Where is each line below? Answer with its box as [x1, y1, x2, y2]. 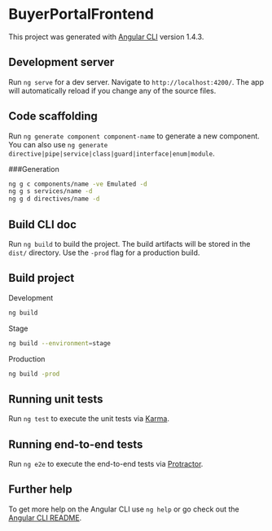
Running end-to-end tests [8, 437, 143, 451]
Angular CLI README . [8, 512, 82, 522]
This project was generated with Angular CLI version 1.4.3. [8, 32, 204, 42]
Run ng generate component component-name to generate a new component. [8, 131, 261, 141]
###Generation [8, 164, 59, 173]
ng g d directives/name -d [8, 195, 100, 204]
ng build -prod [8, 370, 60, 378]
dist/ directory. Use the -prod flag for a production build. [8, 248, 200, 257]
